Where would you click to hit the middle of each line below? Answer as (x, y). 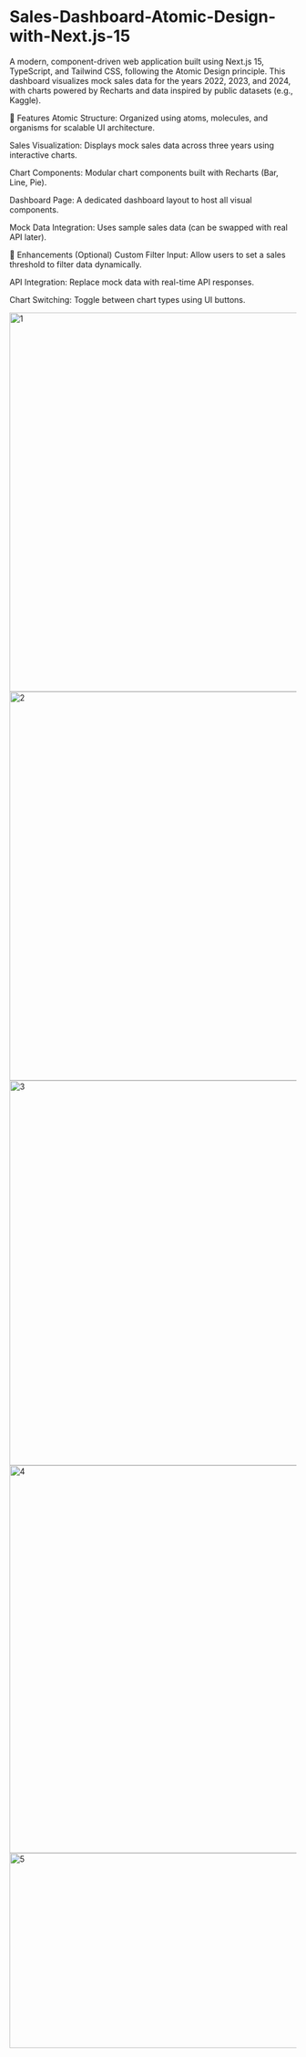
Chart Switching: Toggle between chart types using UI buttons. (127, 299)
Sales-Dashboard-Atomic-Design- (143, 17)
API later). (28, 237)
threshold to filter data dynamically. (76, 264)
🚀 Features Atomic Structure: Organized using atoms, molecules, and (139, 118)
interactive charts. (43, 155)
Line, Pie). (28, 182)
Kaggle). (25, 100)
